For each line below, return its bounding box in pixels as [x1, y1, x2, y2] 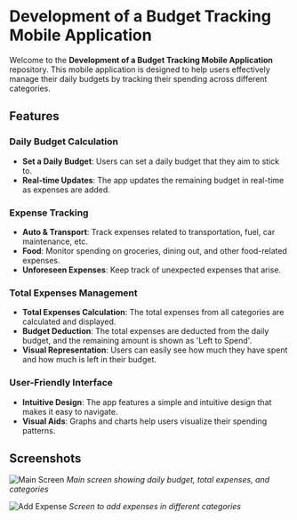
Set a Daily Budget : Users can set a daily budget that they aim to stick [21, 156, 280, 167]
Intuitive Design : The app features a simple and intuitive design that [21, 396, 272, 407]
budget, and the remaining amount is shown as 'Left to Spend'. [21, 336, 253, 346]
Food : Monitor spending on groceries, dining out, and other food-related [21, 245, 287, 256]
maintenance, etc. [21, 236, 89, 247]
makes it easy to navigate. [21, 406, 118, 417]
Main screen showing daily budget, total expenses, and [66, 475, 270, 485]
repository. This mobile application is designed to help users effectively [9, 64, 271, 75]
